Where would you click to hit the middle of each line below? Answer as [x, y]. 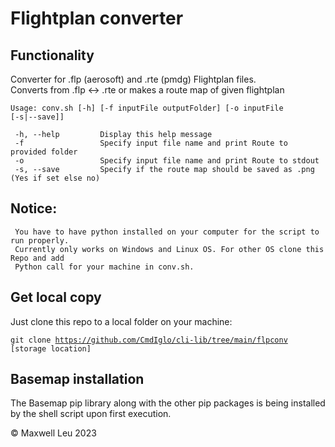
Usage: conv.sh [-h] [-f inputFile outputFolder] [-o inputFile [147, 108]
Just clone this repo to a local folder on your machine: [121, 321]
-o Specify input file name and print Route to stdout [167, 161]
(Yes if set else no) [55, 178]
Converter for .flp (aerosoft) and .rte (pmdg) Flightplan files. [133, 79]
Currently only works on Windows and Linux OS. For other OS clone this [169, 249]
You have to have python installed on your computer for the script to [167, 232]
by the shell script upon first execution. [91, 414]
